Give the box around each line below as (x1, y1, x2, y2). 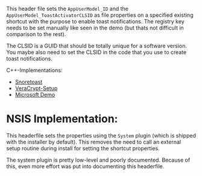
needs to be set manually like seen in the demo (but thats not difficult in (6, 24, 184, 31)
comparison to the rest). (6, 31, 66, 38)
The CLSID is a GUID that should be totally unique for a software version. (6, 42, 187, 49)
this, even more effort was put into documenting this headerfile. (6, 162, 165, 170)
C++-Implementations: (6, 67, 63, 74)
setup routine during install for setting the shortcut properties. (6, 144, 160, 152)
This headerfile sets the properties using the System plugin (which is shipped (6, 132, 196, 139)
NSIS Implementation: (6, 112, 118, 126)
